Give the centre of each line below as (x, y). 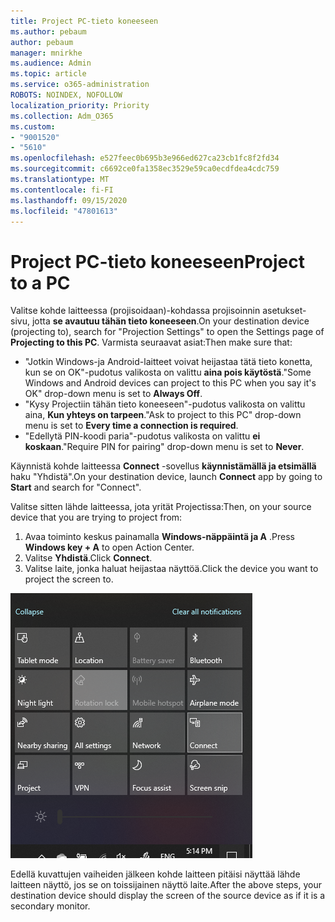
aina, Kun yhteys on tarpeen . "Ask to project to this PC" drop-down (163, 415)
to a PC (40, 282)
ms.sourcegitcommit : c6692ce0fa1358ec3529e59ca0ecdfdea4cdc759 (145, 169)
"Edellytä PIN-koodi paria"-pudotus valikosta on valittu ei (142, 436)
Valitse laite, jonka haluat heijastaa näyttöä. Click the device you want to (171, 569)
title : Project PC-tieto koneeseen (84, 21)
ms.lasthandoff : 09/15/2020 (69, 200)
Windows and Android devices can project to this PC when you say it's (170, 383)
